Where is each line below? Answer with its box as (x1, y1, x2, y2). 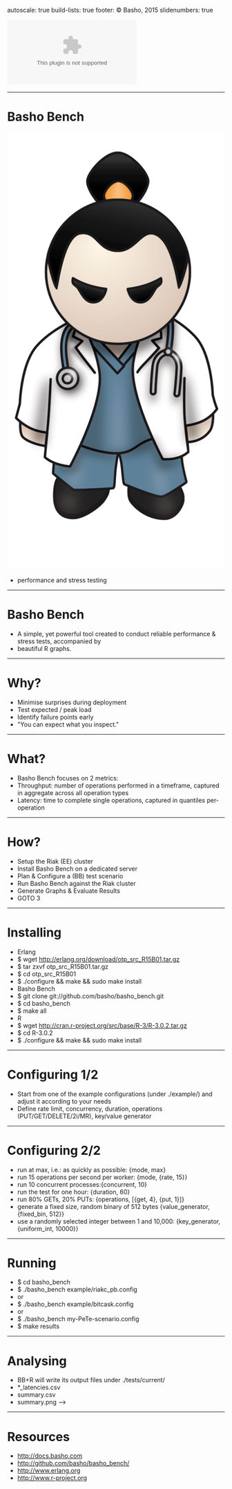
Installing (7, 925, 62, 940)
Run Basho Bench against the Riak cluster (17, 879, 136, 887)
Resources (7, 1429, 70, 1445)
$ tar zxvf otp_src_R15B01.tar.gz (17, 962, 109, 970)
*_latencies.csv (17, 1383, 61, 1392)
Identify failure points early (17, 713, 94, 721)
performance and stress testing (17, 575, 107, 584)
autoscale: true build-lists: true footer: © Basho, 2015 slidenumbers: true (7, 6, 213, 14)
